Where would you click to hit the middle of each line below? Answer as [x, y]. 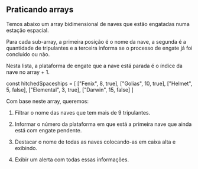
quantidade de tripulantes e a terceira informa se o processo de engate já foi [99, 48]
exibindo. [26, 148]
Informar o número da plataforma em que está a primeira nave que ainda [103, 124]
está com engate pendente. [48, 130]
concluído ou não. [28, 54]
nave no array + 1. [28, 72]
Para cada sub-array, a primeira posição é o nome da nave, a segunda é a [96, 41]
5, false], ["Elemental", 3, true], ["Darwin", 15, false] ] [70, 90]
